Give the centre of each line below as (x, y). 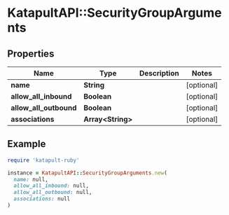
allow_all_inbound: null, (51, 186)
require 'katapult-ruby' (43, 160)
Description (159, 73)
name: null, (31, 179)
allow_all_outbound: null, (53, 193)
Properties (31, 54)
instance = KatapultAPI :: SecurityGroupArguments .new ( (88, 173)
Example (27, 144)
